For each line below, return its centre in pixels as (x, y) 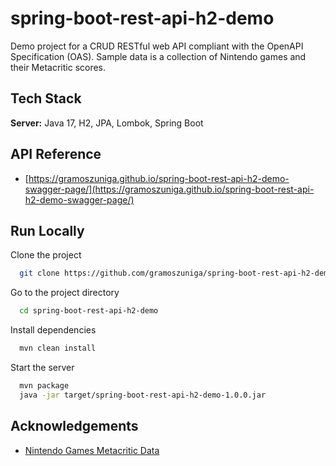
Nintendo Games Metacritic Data (92, 450)
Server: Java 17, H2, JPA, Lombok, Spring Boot (107, 123)
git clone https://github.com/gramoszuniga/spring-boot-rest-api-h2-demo (176, 273)
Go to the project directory (65, 293)
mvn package (44, 386)
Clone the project (46, 255)
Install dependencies (53, 330)
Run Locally (47, 230)
